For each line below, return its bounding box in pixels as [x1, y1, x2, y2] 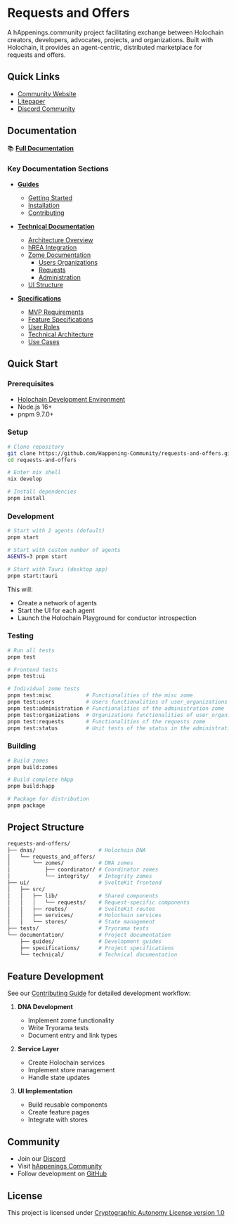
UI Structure [27, 280, 63, 289]
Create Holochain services [27, 1058, 105, 1067]
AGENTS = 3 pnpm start [7, 553, 68, 560]
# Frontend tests [7, 666, 58, 673]
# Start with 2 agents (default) [7, 527, 105, 534]
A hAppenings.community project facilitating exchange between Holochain [7, 28, 224, 37]
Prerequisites [7, 379, 54, 389]
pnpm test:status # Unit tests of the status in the [7, 725, 190, 732]
